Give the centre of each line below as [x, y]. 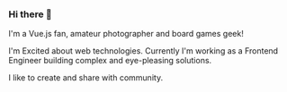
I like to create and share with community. [86, 78]
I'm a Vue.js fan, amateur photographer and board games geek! [126, 34]
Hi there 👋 [31, 14]
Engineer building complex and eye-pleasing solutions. [110, 61]
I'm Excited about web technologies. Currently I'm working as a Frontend [143, 51]
